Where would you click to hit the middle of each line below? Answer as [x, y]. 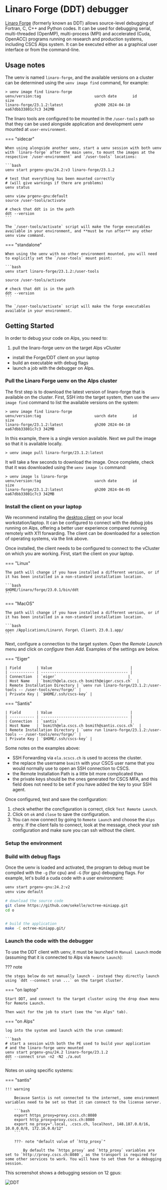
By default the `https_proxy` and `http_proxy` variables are [89, 1150]
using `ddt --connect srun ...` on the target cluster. [64, 980]
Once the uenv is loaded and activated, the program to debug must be [77, 867]
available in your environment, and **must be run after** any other [79, 231]
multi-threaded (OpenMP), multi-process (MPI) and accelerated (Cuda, [78, 33]
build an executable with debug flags [50, 363]
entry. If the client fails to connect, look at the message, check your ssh [86, 825]
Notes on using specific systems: [39, 1070]
